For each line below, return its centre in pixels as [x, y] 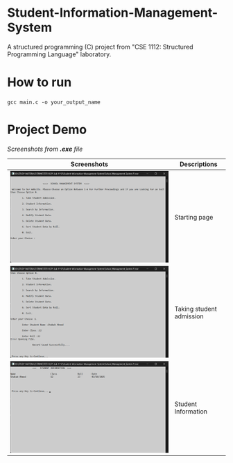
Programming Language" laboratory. [59, 54]
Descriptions [198, 164]
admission [189, 316]
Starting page [194, 218]
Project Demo [47, 130]
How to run [40, 82]
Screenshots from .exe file [45, 149]
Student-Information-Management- [113, 13]
